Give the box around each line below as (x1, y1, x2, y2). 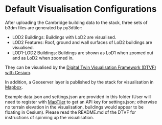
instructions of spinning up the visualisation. (5, 114, 94, 120)
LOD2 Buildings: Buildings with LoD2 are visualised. (12, 34, 116, 40)
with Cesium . (5, 69, 32, 75)
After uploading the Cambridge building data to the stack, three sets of (5, 20, 148, 25)
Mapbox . (5, 84, 23, 90)
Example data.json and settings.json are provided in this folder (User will (5, 94, 151, 100)
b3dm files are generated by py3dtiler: (5, 24, 83, 30)
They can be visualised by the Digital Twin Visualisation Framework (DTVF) (5, 64, 157, 70)
